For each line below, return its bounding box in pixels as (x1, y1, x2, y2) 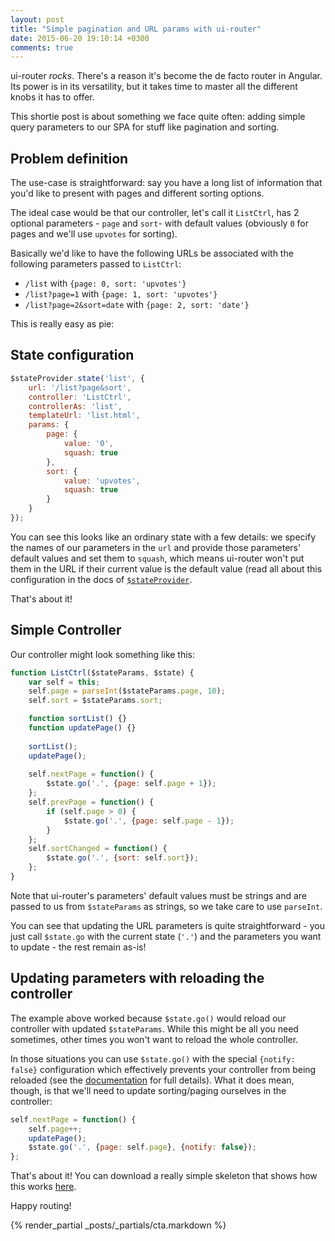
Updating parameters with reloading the (10, 970, 265, 987)
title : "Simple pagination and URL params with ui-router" (10, 24, 262, 34)
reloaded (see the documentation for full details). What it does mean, (10, 1074, 295, 1086)
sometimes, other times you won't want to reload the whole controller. (10, 1033, 299, 1045)
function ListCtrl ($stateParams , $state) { (10, 667, 195, 678)
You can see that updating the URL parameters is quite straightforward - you (10, 919, 325, 931)
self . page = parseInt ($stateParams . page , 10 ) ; (28, 686, 226, 696)
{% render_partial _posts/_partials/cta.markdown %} (10, 1219, 227, 1231)
